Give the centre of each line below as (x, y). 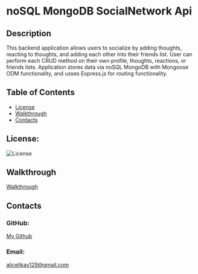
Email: (16, 252)
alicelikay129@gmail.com (38, 265)
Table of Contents (41, 93)
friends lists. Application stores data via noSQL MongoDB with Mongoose (97, 67)
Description (29, 33)
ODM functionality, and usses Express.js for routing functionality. (87, 73)
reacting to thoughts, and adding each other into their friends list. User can (99, 54)
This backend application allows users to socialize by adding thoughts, (94, 48)
